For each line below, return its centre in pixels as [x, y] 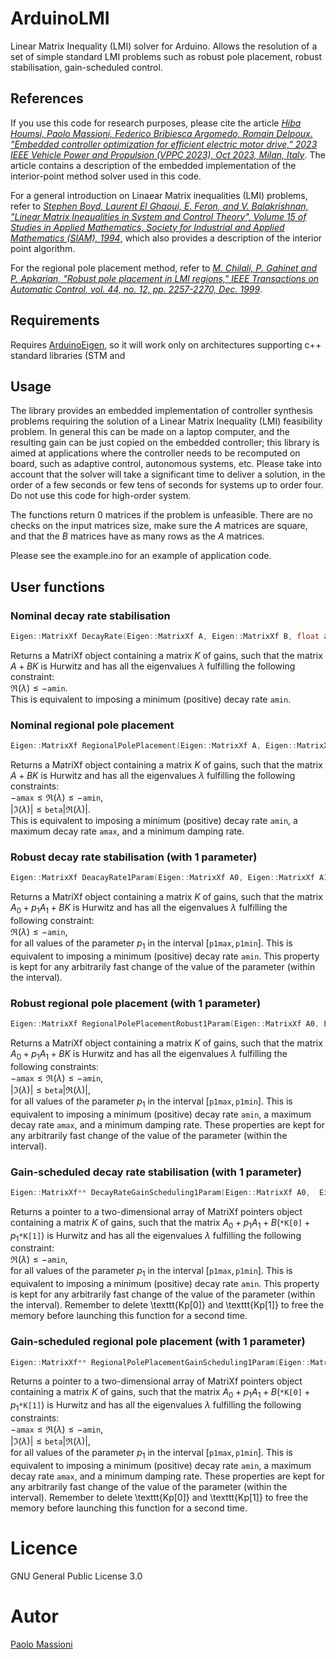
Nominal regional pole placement [92, 725]
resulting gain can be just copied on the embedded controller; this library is [165, 443]
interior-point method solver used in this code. [106, 176]
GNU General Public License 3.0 [76, 1576]
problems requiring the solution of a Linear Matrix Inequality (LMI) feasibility [166, 421]
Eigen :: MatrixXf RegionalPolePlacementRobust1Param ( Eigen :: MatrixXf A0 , [165, 1024]
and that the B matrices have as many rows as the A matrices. [137, 536]
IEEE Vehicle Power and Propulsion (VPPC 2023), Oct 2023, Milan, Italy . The [168, 154]
